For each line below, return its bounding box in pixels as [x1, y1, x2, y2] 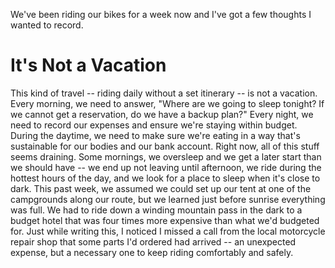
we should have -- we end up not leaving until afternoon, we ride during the [10, 161, 322, 173]
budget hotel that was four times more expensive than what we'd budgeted [10, 214, 320, 226]
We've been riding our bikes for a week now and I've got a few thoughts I [10, 9, 312, 20]
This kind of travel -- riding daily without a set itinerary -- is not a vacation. [10, 87, 318, 99]
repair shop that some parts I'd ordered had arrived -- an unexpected [10, 235, 297, 248]
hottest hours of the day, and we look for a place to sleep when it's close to [10, 172, 321, 184]
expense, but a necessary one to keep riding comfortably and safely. [10, 246, 294, 258]
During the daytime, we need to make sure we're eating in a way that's [10, 129, 301, 141]
